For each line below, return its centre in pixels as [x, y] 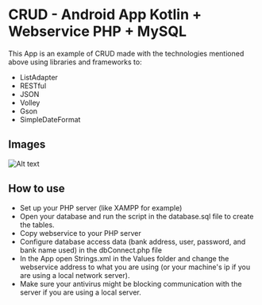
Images [27, 145]
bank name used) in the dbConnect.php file [91, 250]
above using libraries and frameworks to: [75, 62]
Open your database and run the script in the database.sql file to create [137, 216]
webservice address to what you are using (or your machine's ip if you [135, 267]
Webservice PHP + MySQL [97, 31]
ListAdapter [39, 77]
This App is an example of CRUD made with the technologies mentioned [126, 53]
